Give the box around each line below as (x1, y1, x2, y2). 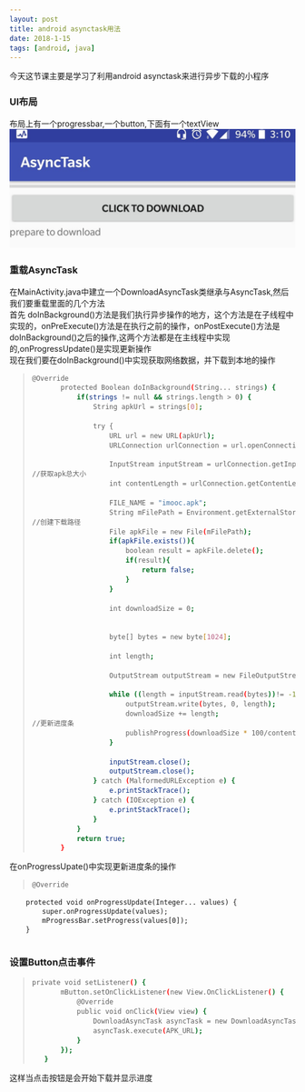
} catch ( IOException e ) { (93, 796, 195, 805)
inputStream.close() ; (108, 757, 192, 766)
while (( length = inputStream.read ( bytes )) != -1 (108, 690, 297, 699)
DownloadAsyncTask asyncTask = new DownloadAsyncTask (93, 1017, 301, 1026)
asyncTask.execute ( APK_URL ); (93, 1026, 203, 1036)
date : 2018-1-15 (9, 34, 71, 43)
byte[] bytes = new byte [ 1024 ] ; (108, 633, 231, 642)
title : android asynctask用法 (9, 24, 121, 34)
